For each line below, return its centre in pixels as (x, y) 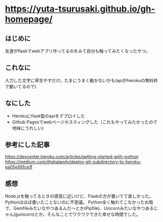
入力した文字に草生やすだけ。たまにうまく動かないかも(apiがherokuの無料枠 (81, 80)
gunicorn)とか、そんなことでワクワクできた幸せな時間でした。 (78, 214)
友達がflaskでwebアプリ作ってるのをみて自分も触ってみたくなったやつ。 (78, 51)
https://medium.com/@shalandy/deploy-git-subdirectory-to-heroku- (73, 162)
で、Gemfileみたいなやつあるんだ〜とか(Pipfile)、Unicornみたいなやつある (79, 208)
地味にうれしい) (28, 128)
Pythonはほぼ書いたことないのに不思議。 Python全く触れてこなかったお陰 (79, 202)
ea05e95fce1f (19, 167)
